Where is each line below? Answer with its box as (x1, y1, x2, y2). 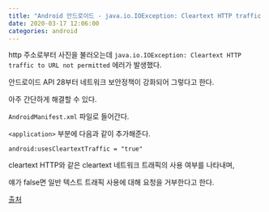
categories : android (8, 27, 79, 35)
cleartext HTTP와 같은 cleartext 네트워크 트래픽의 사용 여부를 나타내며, (8, 160, 235, 170)
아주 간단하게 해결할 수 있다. (8, 95, 97, 104)
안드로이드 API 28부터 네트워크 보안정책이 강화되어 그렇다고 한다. (8, 78, 215, 87)
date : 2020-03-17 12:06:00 (8, 19, 100, 28)
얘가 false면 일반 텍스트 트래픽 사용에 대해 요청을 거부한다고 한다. (8, 177, 215, 187)
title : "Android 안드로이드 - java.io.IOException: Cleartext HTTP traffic (8, 11, 262, 20)
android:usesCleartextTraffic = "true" (8, 145, 143, 154)
